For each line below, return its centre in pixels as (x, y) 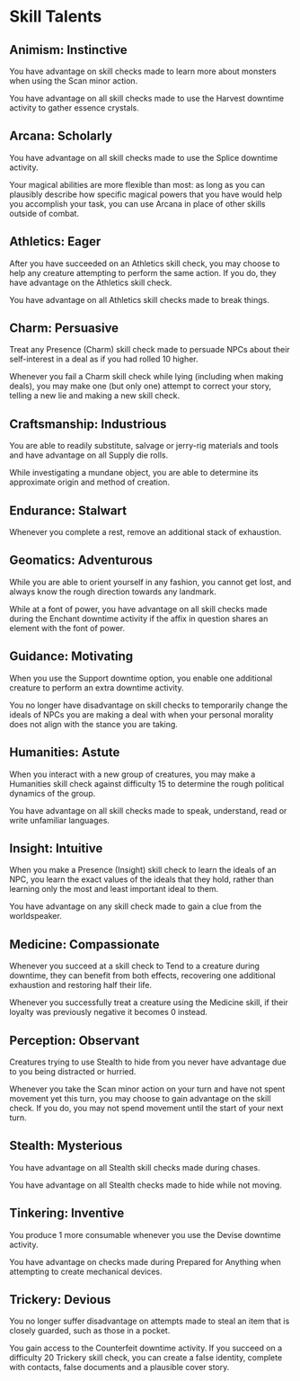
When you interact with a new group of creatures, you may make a (132, 774)
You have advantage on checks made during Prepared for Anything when (145, 1261)
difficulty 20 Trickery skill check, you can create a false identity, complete (146, 1358)
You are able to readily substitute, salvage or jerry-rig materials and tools (144, 446)
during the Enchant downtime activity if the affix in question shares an (139, 619)
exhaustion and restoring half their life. (81, 985)
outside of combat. (44, 213)
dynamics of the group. (53, 793)
